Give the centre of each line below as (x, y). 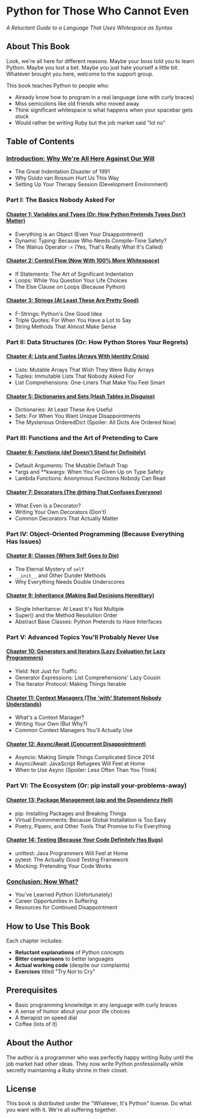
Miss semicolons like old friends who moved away (77, 103)
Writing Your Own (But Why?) (51, 724)
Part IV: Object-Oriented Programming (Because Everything (95, 534)
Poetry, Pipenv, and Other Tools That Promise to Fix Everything (93, 826)
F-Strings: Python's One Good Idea (58, 314)
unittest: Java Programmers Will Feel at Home (71, 853)
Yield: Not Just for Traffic (46, 672)
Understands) (24, 704)
